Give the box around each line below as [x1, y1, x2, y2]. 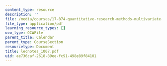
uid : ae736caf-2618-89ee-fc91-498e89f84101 [5, 53, 97, 59]
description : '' [5, 12, 39, 17]
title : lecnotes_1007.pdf [5, 49, 59, 54]
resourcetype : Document [5, 44, 55, 49]
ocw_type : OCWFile [5, 30, 43, 35]
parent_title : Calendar [5, 35, 55, 40]
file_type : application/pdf [5, 21, 64, 26]
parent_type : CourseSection [5, 40, 64, 45]
